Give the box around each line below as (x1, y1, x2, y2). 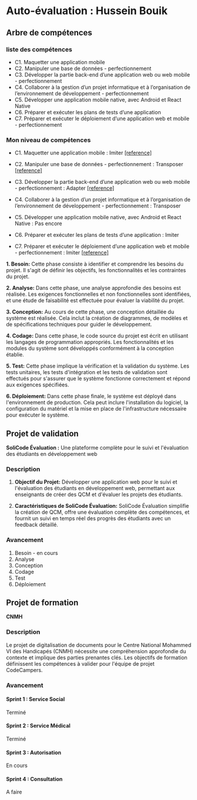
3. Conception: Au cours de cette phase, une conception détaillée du (6, 308, 175, 316)
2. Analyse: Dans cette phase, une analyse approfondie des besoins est (6, 285, 181, 292)
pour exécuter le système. (6, 411, 69, 419)
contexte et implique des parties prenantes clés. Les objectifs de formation (6, 654, 188, 661)
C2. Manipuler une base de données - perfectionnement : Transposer (14, 161, 183, 168)
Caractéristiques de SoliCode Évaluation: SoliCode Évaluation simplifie (14, 503, 189, 510)
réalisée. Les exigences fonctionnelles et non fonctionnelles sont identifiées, (6, 290, 191, 298)
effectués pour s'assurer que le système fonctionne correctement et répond (6, 375, 191, 382)
